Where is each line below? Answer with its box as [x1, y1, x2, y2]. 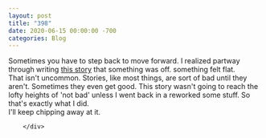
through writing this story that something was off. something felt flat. [8, 65, 235, 75]
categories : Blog [8, 34, 67, 43]
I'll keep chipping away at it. [8, 108, 101, 117]
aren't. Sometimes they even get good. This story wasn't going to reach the [8, 82, 259, 91]
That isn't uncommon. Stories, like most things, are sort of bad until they [8, 73, 248, 83]
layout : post [8, 11, 52, 20]
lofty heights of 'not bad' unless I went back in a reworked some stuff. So [8, 90, 251, 100]
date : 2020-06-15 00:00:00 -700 [8, 26, 117, 34]
